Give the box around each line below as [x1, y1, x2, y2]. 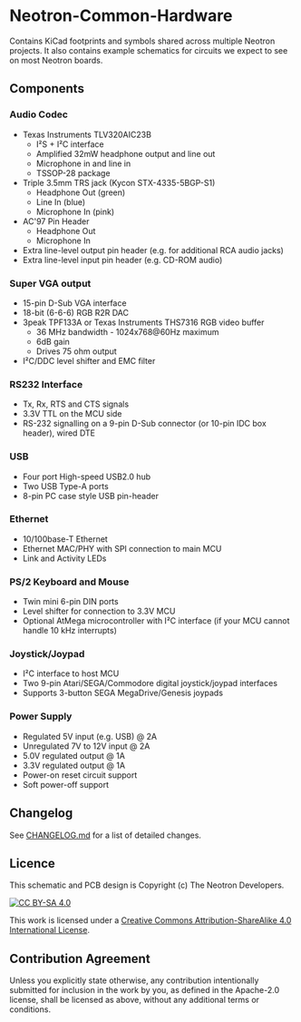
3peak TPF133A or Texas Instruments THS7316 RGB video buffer [22, 317, 265, 328]
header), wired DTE [22, 427, 96, 438]
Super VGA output [9, 277, 92, 290]
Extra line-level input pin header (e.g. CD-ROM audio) [22, 254, 223, 265]
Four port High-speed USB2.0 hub [22, 471, 151, 482]
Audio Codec [9, 108, 68, 121]
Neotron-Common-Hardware [9, 5, 233, 26]
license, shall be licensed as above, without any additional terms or [9, 995, 260, 1006]
